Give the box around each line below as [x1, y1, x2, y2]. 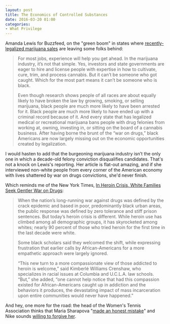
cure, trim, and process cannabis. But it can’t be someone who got [17, 72, 157, 78]
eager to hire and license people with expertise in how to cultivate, [17, 67, 157, 73]
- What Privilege [5, 26, 42, 31]
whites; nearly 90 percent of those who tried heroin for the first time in [17, 224, 165, 231]
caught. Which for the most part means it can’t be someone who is [17, 77, 157, 83]
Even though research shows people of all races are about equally [17, 92, 156, 99]
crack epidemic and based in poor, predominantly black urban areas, [17, 203, 162, 209]
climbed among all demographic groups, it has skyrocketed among [17, 219, 158, 225]
